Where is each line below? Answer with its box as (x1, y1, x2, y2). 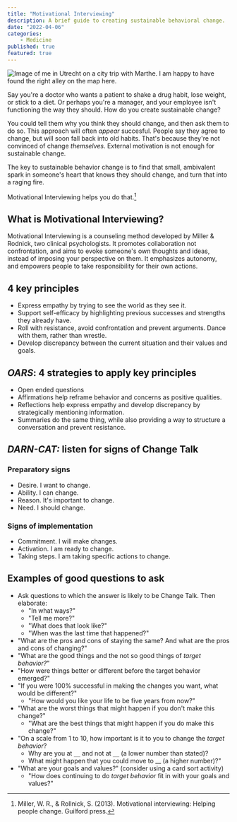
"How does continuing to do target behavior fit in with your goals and (28, 771, 230, 780)
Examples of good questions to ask (7, 573, 164, 585)
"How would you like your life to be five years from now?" (28, 696, 195, 705)
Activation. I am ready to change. (17, 544, 114, 553)
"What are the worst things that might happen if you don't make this (17, 704, 215, 712)
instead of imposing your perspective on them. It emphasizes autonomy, (7, 254, 217, 263)
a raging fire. (7, 177, 44, 186)
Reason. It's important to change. (17, 495, 115, 504)
